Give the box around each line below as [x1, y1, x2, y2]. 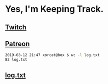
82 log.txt [5, 57, 27, 62]
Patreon [5, 39, 30, 48]
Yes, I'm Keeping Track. [5, 3, 104, 15]
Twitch [5, 23, 27, 31]
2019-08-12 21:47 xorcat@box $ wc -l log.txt [5, 53, 100, 57]
